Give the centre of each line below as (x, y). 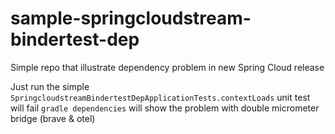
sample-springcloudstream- (131, 18)
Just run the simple (50, 86)
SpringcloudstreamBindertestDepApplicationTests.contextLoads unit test (160, 97)
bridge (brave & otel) (53, 118)
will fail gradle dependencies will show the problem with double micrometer (165, 108)
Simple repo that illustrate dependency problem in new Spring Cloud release (167, 67)
